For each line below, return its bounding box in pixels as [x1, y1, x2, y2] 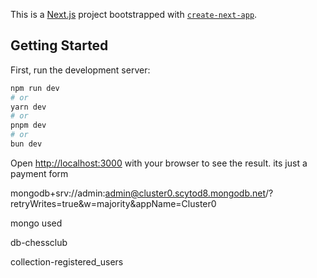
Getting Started [10, 37, 109, 54]
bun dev [10, 139, 43, 149]
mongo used [10, 217, 63, 229]
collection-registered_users [10, 255, 124, 268]
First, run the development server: [10, 64, 151, 76]
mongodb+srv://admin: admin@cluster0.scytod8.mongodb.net [10, 187, 266, 199]
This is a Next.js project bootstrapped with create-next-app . [10, 9, 258, 20]
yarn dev [10, 102, 47, 112]
